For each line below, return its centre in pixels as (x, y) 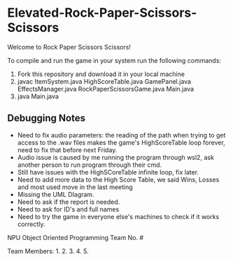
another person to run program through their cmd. (90, 165)
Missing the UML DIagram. (56, 194)
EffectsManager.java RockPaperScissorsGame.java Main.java (106, 89)
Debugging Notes (47, 118)
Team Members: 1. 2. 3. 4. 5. (48, 251)
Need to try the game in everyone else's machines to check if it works (118, 216)
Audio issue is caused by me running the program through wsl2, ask (116, 157)
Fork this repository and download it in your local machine (101, 74)
